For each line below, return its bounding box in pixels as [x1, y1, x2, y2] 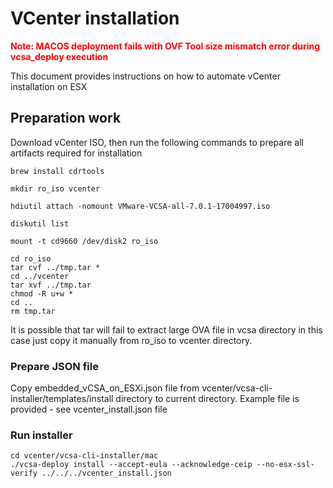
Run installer [10, 428, 73, 442]
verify [10, 468, 38, 479]
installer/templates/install [10, 393, 114, 405]
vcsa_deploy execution [10, 50, 109, 62]
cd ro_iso [10, 253, 52, 264]
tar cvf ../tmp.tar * [10, 262, 101, 272]
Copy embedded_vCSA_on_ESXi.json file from [10, 382, 200, 394]
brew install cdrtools [10, 166, 105, 176]
